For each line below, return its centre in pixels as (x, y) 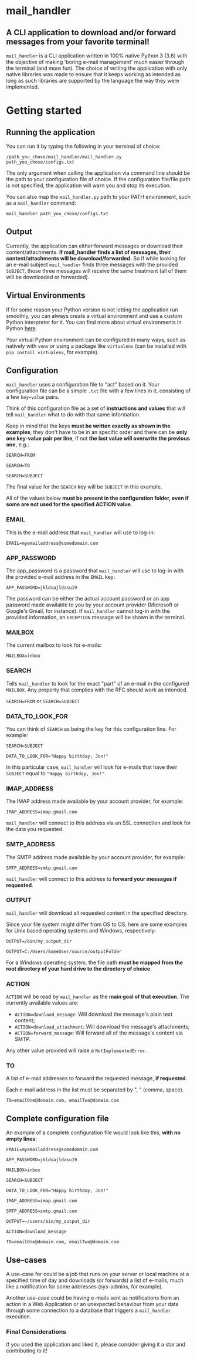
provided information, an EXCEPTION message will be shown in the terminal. (96, 618)
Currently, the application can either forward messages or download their (95, 246)
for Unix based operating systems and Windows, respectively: (81, 930)
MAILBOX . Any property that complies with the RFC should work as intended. (97, 690)
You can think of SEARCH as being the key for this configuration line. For (91, 729)
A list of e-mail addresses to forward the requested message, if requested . (97, 1078)
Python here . (22, 328)
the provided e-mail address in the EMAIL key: (61, 577)
